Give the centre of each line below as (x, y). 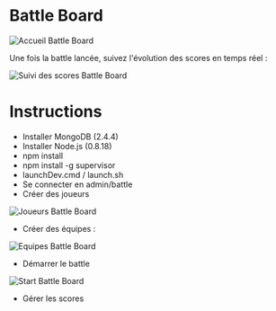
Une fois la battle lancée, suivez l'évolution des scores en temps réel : (138, 58)
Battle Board (56, 16)
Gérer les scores (53, 298)
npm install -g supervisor (69, 165)
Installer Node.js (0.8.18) (67, 146)
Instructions (56, 112)
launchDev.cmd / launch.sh (73, 174)
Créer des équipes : (59, 228)
